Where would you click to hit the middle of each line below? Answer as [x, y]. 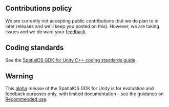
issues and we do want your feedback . [46, 31]
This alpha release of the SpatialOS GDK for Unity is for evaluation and [80, 89]
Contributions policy [39, 8]
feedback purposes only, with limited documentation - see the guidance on [84, 94]
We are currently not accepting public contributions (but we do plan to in [82, 20]
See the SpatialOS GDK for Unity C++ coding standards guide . [71, 60]
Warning [19, 76]
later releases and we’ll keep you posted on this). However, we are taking [82, 26]
